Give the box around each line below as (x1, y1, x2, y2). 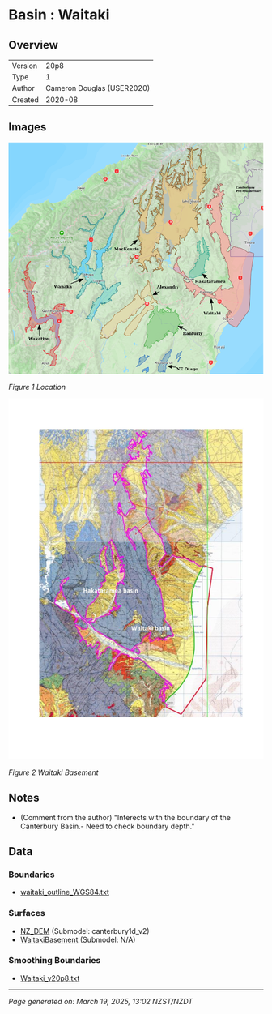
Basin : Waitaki (8, 6, 110, 24)
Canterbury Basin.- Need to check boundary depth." (19, 821, 195, 831)
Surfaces (8, 908, 46, 919)
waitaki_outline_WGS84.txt (19, 888, 109, 897)
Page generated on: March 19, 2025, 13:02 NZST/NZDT (8, 996, 193, 1006)
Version (11, 61, 38, 71)
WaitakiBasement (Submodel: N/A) (19, 935, 136, 944)
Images (8, 120, 47, 135)
